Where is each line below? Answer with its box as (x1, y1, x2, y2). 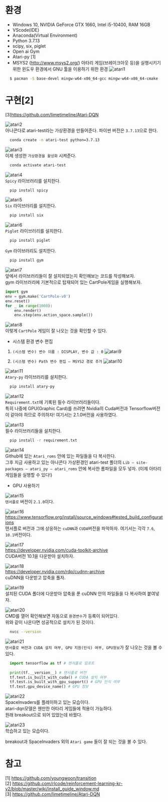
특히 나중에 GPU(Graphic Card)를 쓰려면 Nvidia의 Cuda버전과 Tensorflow (5, 406, 152, 412)
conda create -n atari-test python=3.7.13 (10, 137, 100, 143)
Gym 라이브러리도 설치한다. (5, 248, 57, 254)
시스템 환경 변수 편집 (12, 339, 53, 345)
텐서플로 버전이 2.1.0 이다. (5, 499, 54, 504)
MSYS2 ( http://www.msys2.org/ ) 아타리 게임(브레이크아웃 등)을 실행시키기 (12, 59, 161, 65)
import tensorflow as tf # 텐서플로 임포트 (10, 660, 95, 665)
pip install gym (10, 258, 44, 263)
